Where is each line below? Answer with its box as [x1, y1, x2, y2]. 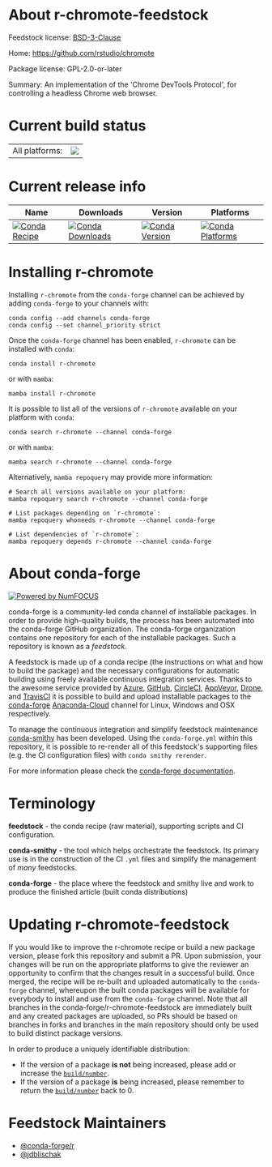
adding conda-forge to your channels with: [8, 298, 150, 308]
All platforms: [12, 144, 63, 156]
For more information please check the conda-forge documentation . [8, 766, 236, 776]
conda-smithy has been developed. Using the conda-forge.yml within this [8, 733, 253, 742]
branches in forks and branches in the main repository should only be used [8, 1020, 259, 1029]
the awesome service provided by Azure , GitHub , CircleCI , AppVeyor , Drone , [8, 682, 264, 692]
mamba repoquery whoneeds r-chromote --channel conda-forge [8, 516, 216, 524]
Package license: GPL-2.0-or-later [8, 63, 123, 74]
